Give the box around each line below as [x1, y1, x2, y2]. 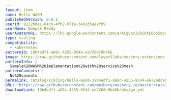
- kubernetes [10, 45, 38, 50]
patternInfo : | [5, 59, 38, 64]
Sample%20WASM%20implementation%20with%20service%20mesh [10, 64, 133, 69]
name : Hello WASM [5, 12, 42, 17]
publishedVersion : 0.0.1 [5, 17, 58, 22]
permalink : [5, 78, 28, 83]
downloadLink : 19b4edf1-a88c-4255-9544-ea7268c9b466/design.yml [5, 87, 145, 92]
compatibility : [5, 40, 38, 45]
